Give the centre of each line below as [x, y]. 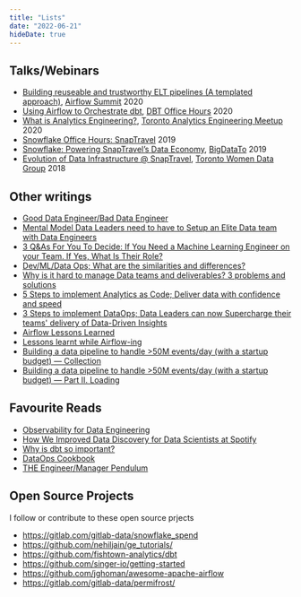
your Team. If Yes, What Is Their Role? [92, 256]
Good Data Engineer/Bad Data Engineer [95, 218]
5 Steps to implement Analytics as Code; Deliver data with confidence [151, 294]
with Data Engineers [59, 237]
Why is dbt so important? [69, 448]
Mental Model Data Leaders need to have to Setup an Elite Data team [150, 228]
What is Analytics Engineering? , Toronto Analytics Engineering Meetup [153, 121]
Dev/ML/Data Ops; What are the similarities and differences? [134, 266]
